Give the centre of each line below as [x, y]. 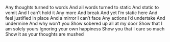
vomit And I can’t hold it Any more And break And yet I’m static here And [81, 13]
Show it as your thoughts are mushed [45, 34]
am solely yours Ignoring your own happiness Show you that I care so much [85, 29]
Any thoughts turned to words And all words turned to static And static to [82, 7]
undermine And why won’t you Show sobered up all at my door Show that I [84, 23]
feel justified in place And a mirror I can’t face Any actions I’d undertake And [85, 18]
